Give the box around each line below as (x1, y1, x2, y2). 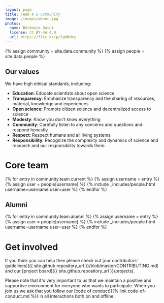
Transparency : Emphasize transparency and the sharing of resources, (12, 95, 156, 101)
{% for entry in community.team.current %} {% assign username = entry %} (5, 176, 160, 182)
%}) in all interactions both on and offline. (30, 293, 115, 299)
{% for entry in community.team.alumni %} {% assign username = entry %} (5, 213, 159, 219)
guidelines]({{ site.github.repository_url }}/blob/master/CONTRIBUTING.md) (5, 263, 159, 269)
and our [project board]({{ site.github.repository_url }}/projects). (5, 268, 135, 274)
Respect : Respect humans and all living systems (12, 132, 111, 138)
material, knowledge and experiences (12, 100, 89, 106)
